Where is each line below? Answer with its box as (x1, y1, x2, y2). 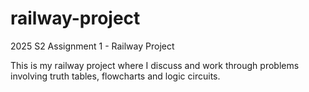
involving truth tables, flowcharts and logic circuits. (10, 70, 221, 82)
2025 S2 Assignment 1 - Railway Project (10, 40, 175, 52)
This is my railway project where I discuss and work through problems (10, 59, 300, 71)
